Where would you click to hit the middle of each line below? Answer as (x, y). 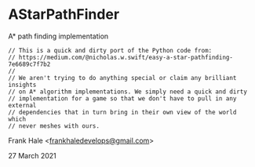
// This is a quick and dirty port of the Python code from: (110, 50)
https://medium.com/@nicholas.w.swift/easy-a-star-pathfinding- (126, 57)
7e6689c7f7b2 (29, 64)
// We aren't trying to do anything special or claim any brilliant (122, 78)
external (22, 105)
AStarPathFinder (64, 15)
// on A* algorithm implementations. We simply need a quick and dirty (127, 92)
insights (22, 85)
